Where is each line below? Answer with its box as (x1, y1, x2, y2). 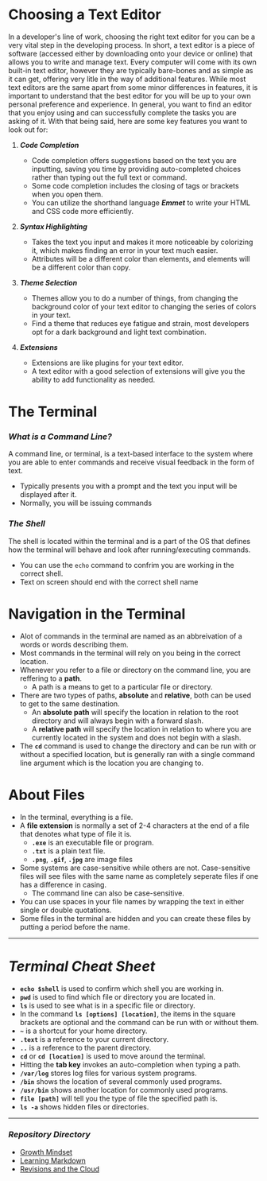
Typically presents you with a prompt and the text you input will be (19, 481, 238, 491)
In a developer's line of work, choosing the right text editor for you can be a (8, 32, 256, 41)
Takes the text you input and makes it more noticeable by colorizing (31, 237, 253, 247)
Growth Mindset (19, 1147, 73, 1156)
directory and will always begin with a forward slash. (31, 716, 204, 725)
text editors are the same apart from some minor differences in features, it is (8, 82, 258, 92)
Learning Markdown (19, 1156, 86, 1165)
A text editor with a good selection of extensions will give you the (31, 366, 246, 375)
